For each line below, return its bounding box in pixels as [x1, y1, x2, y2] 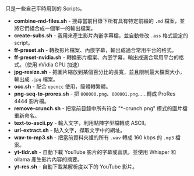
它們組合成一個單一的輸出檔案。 [19, 25, 96, 31]
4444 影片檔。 [13, 98, 50, 104]
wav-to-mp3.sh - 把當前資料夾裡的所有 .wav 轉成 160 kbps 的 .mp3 [13, 134, 174, 141]
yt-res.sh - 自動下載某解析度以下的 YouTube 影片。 [13, 163, 138, 170]
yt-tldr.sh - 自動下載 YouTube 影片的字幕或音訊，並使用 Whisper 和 [13, 149, 177, 156]
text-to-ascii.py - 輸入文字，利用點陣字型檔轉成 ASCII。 [13, 119, 150, 126]
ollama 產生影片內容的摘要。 [13, 156, 83, 163]
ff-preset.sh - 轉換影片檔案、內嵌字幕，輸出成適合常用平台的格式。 [13, 47, 177, 54]
